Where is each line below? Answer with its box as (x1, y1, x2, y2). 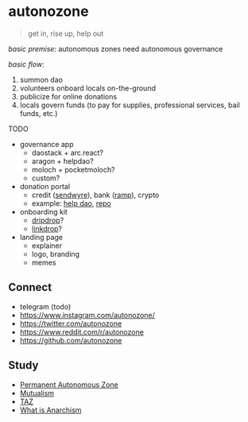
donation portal (19, 181, 70, 191)
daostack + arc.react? (31, 148, 104, 157)
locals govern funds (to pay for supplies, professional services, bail (19, 100, 240, 110)
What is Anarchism (19, 405, 82, 415)
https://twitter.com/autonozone (19, 319, 122, 328)
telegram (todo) (19, 301, 72, 312)
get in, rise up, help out (27, 29, 104, 38)
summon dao (19, 75, 64, 84)
